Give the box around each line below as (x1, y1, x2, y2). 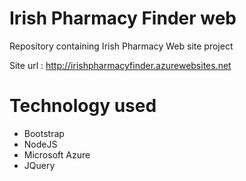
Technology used (9, 95, 157, 117)
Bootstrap (23, 127, 65, 139)
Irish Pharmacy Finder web (9, 7, 237, 30)
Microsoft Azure (23, 148, 91, 161)
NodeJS (23, 138, 58, 150)
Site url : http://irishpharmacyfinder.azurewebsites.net (9, 59, 232, 71)
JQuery (23, 159, 56, 171)
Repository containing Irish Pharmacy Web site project (9, 40, 234, 52)
